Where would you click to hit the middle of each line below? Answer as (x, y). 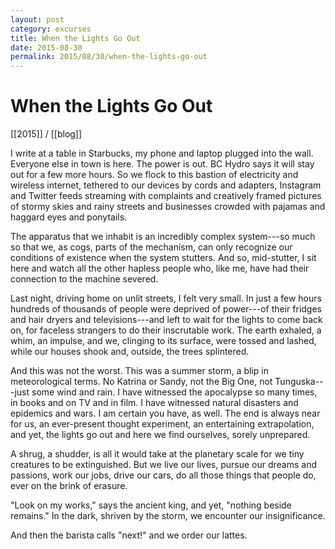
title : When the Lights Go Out (75, 38)
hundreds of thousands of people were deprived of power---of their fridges (166, 309)
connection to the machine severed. (84, 279)
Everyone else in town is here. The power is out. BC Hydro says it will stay (162, 164)
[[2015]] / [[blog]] (46, 134)
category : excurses (51, 29)
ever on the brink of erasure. (69, 486)
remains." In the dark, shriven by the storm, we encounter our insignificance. (168, 516)
